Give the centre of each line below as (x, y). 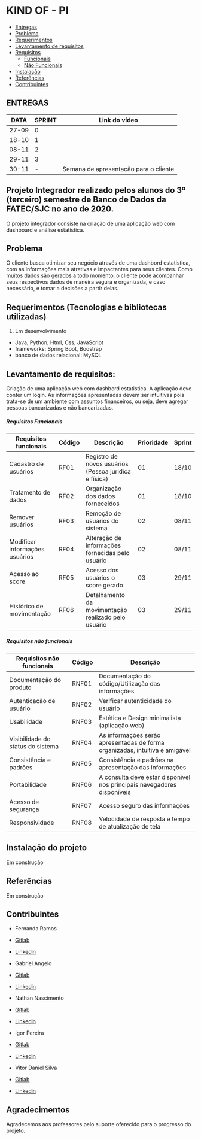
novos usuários (107, 463)
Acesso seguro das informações (144, 805)
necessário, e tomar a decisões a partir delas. (63, 289)
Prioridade (153, 442)
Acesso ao (24, 574)
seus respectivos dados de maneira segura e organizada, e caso (86, 282)
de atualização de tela (130, 826)
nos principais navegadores (138, 784)
